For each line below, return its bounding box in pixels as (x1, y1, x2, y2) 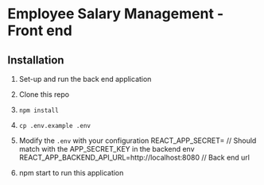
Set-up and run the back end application (18, 75, 152, 83)
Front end (7, 21, 72, 40)
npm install (18, 106, 59, 114)
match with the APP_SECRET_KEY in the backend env (18, 145, 196, 153)
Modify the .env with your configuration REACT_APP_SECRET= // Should (18, 136, 257, 145)
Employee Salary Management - (7, 5, 224, 23)
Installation (7, 53, 64, 67)
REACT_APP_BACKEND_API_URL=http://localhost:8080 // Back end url (18, 152, 250, 162)
